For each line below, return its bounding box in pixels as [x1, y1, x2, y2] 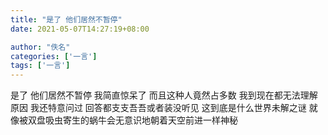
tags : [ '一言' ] [10, 61, 71, 71]
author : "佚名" [10, 42, 71, 52]
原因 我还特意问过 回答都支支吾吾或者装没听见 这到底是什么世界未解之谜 [10, 102, 307, 114]
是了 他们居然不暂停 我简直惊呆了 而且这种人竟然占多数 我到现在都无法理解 [10, 89, 318, 101]
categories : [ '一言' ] [10, 51, 98, 61]
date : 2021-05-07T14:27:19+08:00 [10, 24, 150, 34]
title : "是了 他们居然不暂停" [10, 14, 123, 25]
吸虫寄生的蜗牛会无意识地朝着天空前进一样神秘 [44, 114, 238, 126]
